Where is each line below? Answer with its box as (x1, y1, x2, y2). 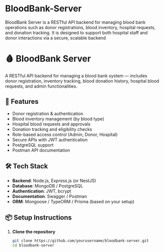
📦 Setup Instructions (5, 213, 72, 221)
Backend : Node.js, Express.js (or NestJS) (12, 178, 97, 184)
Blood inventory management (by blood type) (12, 116, 105, 122)
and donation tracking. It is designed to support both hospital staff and (5, 30, 148, 35)
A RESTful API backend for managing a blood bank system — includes (5, 72, 147, 79)
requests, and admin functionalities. (5, 83, 78, 89)
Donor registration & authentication (12, 110, 83, 116)
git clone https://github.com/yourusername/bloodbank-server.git (12, 238, 149, 244)
